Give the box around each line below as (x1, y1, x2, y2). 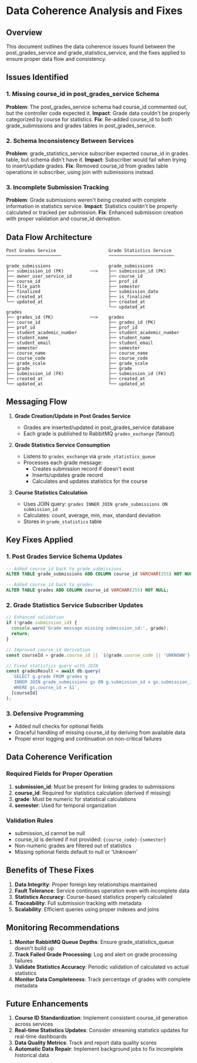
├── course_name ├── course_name (6, 350, 148, 356)
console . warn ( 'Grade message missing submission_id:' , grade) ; (11, 625, 169, 631)
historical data (14, 1052, 49, 1059)
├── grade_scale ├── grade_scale (6, 360, 148, 367)
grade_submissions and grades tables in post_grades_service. (6, 122, 157, 129)
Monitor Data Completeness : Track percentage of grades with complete (14, 976, 191, 983)
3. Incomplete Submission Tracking (6, 183, 109, 191)
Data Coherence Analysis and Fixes (6, 4, 183, 18)
